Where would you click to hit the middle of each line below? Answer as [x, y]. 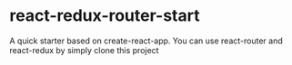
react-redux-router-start [105, 16]
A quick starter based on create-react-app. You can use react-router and [146, 41]
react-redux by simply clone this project [84, 50]
